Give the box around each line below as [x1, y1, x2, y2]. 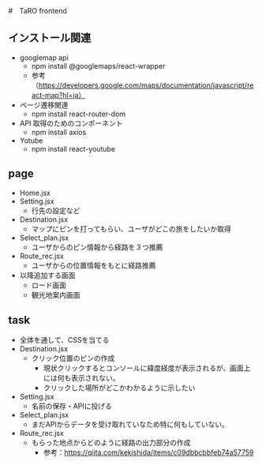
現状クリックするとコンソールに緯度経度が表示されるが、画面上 [43, 363, 251, 373]
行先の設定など [31, 205, 80, 215]
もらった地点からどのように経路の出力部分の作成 [31, 438, 191, 448]
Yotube [19, 136, 43, 145]
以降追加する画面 [19, 270, 76, 279]
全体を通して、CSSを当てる [19, 336, 110, 345]
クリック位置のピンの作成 [31, 354, 115, 363]
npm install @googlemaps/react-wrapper [31, 61, 166, 70]
